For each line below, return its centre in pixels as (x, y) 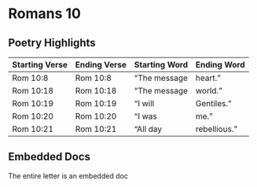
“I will (144, 103)
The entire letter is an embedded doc (68, 176)
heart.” (208, 78)
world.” (209, 91)
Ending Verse (101, 65)
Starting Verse (40, 65)
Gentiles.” (213, 103)
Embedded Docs (50, 157)
